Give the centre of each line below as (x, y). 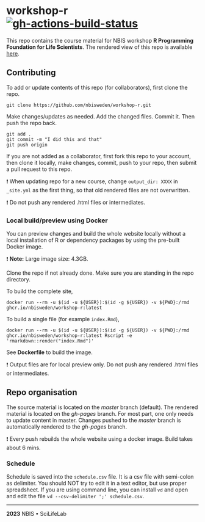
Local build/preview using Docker (57, 220)
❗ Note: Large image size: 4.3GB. (47, 259)
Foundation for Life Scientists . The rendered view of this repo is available (99, 47)
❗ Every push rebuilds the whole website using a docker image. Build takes (100, 439)
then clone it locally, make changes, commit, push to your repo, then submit (102, 162)
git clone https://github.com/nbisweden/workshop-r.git (79, 105)
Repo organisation (42, 392)
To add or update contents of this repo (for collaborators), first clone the (97, 87)
